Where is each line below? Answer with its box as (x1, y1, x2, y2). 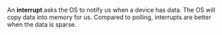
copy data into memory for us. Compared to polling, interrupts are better (7, 13, 211, 21)
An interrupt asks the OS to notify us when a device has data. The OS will (7, 6, 216, 14)
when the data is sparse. (7, 21, 77, 28)
